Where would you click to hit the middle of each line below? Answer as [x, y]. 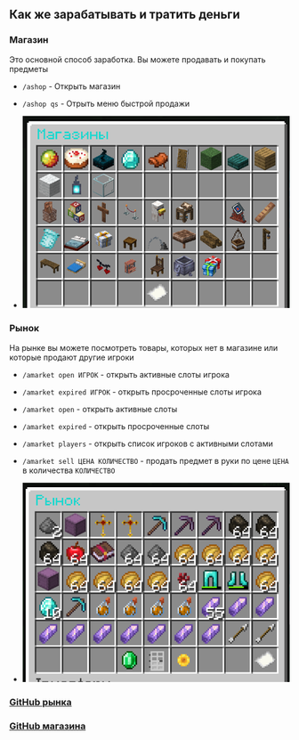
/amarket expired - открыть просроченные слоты [116, 426]
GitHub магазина [48, 726]
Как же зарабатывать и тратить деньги [125, 15]
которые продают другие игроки [72, 357]
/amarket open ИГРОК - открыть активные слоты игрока [125, 374]
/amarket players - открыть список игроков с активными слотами [148, 443]
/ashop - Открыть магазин [71, 86]
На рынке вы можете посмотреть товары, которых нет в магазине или [144, 347]
